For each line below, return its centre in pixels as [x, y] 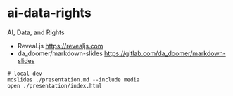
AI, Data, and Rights [36, 32]
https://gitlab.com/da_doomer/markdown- [165, 53]
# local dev [25, 74]
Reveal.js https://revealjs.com [60, 46]
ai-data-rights [49, 13]
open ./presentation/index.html [55, 85]
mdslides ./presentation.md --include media [74, 80]
